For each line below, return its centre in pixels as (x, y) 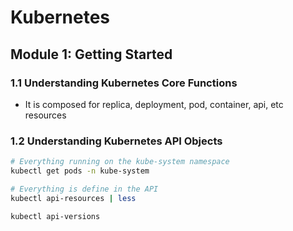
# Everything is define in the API (84, 189)
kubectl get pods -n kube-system (80, 171)
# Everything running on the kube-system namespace (120, 162)
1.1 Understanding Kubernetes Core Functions (124, 83)
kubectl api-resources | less (73, 198)
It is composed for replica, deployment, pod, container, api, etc (154, 104)
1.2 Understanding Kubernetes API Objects (116, 141)
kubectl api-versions (55, 216)
